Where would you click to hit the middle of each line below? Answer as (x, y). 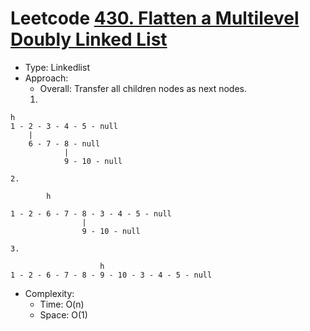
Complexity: (49, 293)
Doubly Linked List (89, 39)
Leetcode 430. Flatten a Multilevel (155, 18)
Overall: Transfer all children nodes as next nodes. (143, 88)
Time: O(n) (62, 304)
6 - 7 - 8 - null (64, 143)
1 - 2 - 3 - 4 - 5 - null (64, 126)
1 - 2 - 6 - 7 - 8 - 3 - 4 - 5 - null (91, 213)
